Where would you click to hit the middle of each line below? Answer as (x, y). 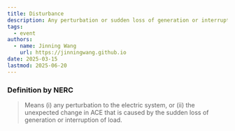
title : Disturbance (36, 14)
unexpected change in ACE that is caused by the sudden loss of (116, 112)
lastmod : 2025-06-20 (37, 65)
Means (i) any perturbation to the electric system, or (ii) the (109, 105)
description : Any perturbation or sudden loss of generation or (103, 20)
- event (25, 33)
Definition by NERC (40, 90)
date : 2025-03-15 (33, 59)
